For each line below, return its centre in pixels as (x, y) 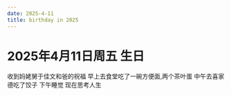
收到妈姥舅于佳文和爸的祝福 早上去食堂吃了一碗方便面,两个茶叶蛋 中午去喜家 (116, 76)
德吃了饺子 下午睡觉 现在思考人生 (54, 85)
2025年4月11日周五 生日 (76, 56)
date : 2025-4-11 (30, 13)
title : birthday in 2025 (43, 20)
